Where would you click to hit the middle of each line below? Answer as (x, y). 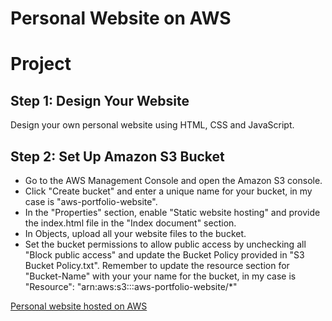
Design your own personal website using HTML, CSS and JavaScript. (152, 125)
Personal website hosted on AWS (79, 306)
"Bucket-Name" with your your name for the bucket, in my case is (160, 276)
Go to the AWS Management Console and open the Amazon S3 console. (173, 180)
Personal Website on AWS (121, 18)
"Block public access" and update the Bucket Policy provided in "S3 (164, 255)
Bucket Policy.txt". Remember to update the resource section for (157, 265)
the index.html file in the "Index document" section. (130, 223)
